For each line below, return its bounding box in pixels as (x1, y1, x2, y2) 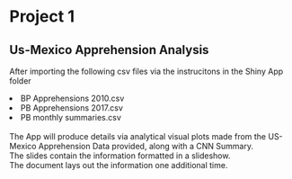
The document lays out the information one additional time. (9, 160, 228, 170)
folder (9, 76, 31, 86)
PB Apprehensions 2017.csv (21, 103, 124, 113)
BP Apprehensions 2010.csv (21, 93, 125, 103)
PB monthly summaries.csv (21, 112, 121, 122)
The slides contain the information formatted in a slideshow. (9, 150, 231, 161)
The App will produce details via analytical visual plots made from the (9, 131, 267, 141)
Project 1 (9, 6, 75, 27)
